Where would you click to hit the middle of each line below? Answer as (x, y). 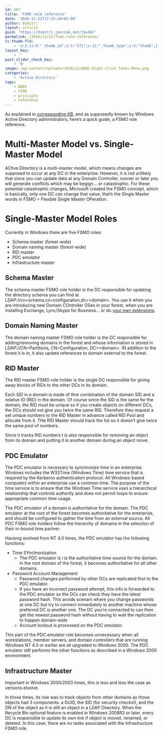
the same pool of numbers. (32, 426)
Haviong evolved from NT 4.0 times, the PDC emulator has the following (77, 538)
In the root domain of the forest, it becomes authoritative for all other (88, 563)
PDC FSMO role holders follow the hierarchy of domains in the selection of (80, 524)
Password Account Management (45, 574)
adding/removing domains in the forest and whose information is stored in (79, 342)
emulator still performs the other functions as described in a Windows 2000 (81, 650)
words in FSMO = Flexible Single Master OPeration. (56, 199)
